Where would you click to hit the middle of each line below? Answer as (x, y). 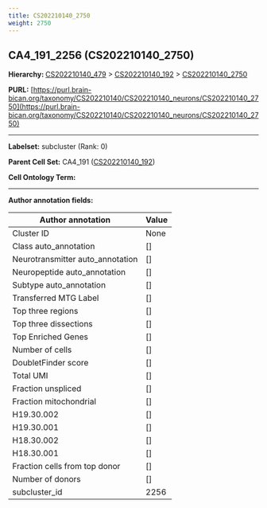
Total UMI (30, 376)
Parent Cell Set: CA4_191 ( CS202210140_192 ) (82, 162)
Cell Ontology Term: (42, 178)
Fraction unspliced (47, 389)
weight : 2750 (30, 23)
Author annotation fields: (51, 201)
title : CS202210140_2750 (49, 16)
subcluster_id (37, 492)
